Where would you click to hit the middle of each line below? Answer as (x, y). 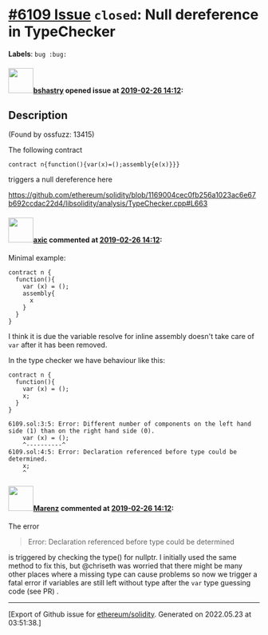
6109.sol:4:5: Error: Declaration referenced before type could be (123, 452)
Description (38, 115)
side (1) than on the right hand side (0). (82, 431)
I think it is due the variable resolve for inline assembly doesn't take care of (132, 336)
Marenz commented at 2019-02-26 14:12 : (103, 509)
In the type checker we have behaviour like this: (87, 360)
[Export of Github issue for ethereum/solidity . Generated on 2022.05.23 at (130, 614)
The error (24, 526)
